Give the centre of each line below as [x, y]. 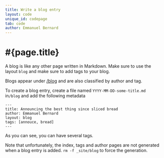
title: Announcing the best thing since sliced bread [62, 109]
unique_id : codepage [26, 19]
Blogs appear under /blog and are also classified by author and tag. [74, 81]
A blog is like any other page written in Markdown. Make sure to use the [78, 66]
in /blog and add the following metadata [45, 96]
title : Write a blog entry [33, 10]
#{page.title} [32, 53]
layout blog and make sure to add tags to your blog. [58, 72]
